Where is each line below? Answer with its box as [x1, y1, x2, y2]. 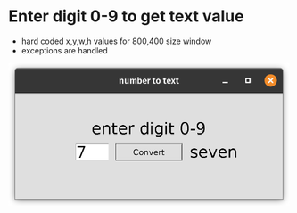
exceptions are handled [21, 45, 108, 55]
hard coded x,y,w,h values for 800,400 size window [21, 36, 212, 46]
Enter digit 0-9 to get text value [8, 6, 244, 27]
